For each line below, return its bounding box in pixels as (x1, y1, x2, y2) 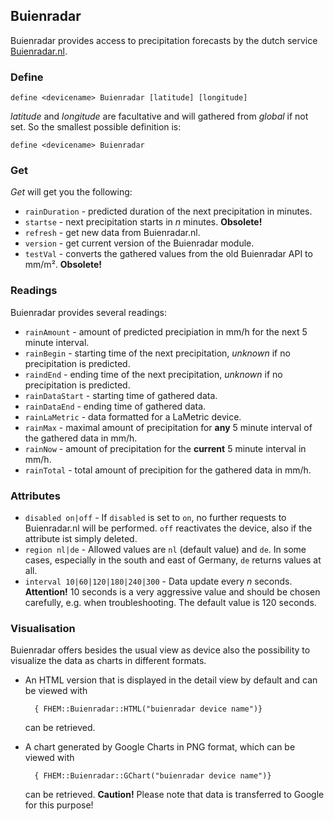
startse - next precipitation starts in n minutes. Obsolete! (24, 216, 263, 228)
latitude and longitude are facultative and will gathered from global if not (10, 110, 309, 123)
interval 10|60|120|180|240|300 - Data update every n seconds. (24, 575, 293, 587)
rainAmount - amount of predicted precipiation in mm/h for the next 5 (24, 325, 308, 338)
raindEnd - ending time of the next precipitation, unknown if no (24, 368, 283, 380)
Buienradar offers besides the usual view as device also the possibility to (10, 644, 311, 656)
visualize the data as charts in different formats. (10, 655, 207, 667)
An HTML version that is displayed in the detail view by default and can (24, 674, 318, 686)
